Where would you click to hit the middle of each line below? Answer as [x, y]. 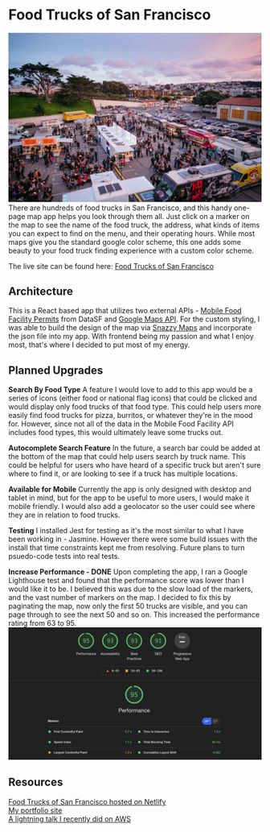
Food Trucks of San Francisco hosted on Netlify [87, 801]
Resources [36, 782]
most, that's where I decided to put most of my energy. [99, 345]
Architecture [41, 291]
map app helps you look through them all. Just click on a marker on [138, 216]
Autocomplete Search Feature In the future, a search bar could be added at [135, 448]
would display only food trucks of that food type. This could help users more [135, 407]
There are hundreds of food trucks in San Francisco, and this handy [121, 208]
